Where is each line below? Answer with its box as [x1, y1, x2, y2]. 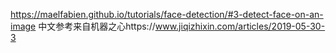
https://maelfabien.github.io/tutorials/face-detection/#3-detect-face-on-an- [10, 9, 324, 20]
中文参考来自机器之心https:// [38, 20, 156, 32]
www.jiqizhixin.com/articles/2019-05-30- [154, 20, 326, 32]
